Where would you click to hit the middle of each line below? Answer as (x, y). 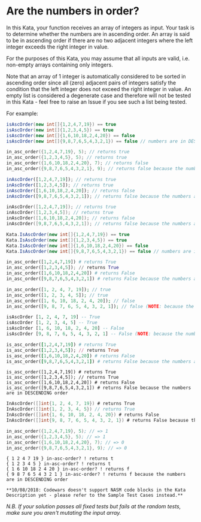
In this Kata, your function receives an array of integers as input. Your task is (100, 28)
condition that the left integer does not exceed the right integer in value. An (99, 89)
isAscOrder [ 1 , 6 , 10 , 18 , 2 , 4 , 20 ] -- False (65, 328)
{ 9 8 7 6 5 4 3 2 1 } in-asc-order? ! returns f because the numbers (96, 475)
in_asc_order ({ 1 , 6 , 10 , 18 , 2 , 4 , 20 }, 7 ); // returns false (77, 163)
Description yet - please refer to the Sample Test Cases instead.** (95, 496)
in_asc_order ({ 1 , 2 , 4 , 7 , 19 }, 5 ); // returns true (68, 152)
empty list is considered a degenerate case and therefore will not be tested (99, 95)
